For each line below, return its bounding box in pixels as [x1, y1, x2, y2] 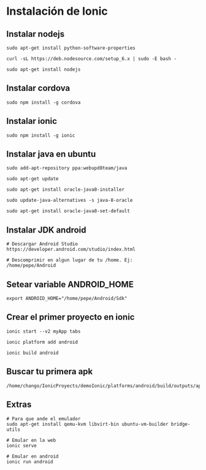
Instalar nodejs [6, 29, 65, 39]
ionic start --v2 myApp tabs [6, 328, 81, 334]
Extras [6, 399, 32, 410]
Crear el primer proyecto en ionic [6, 312, 135, 323]
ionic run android [6, 458, 53, 464]
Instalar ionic [6, 116, 57, 126]
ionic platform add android [6, 339, 78, 345]
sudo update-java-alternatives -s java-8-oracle [6, 198, 133, 204]
